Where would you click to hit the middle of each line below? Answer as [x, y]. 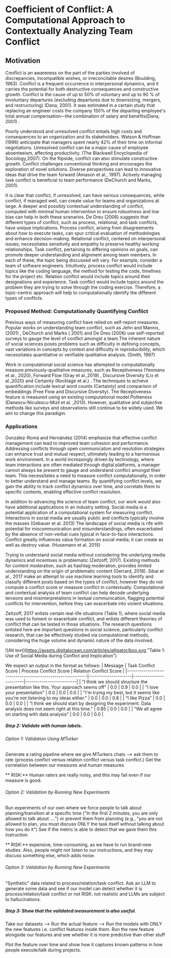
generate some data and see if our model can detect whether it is [74, 888]
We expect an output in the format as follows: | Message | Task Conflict [80, 665]
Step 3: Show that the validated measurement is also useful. [71, 911]
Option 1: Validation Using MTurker [42, 739]
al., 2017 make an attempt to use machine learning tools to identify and [79, 576]
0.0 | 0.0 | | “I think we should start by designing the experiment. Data [78, 703]
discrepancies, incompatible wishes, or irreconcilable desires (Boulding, [81, 78]
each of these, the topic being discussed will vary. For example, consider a [84, 260]
